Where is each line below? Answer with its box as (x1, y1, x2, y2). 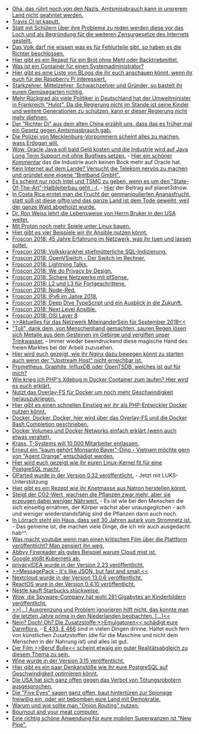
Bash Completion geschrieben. (11, 421, 89, 428)
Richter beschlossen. (11, 50, 64, 57)
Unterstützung (11, 478, 48, 485)
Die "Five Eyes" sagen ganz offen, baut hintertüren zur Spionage (11, 689, 173, 696)
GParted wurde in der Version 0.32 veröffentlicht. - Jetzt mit (11, 472, 161, 479)
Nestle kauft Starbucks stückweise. (11, 587, 100, 594)
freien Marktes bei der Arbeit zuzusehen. (11, 344, 114, 351)
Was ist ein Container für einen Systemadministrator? (11, 63, 144, 70)
